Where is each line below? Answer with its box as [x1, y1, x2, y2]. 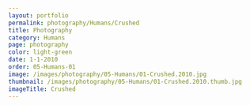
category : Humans [8, 33, 66, 42]
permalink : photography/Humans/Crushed [8, 19, 140, 27]
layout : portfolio [8, 11, 69, 20]
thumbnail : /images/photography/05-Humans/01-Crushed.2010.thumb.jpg [8, 77, 243, 85]
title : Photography [8, 26, 73, 34]
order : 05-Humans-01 [8, 63, 77, 71]
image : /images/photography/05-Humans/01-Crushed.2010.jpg [8, 70, 207, 78]
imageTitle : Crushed [8, 84, 77, 93]
